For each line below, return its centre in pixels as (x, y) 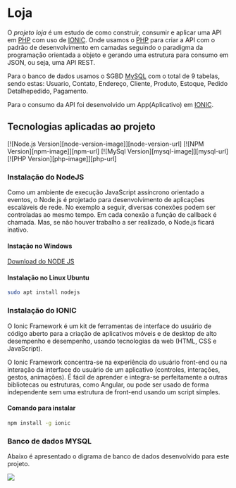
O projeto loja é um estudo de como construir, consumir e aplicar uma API (114, 32)
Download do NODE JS (41, 261)
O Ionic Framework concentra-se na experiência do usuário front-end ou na (117, 362)
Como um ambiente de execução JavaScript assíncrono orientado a (106, 192)
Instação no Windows (40, 246)
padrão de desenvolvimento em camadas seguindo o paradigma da (105, 47)
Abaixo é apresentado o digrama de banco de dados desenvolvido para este (118, 456)
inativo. (18, 230)
